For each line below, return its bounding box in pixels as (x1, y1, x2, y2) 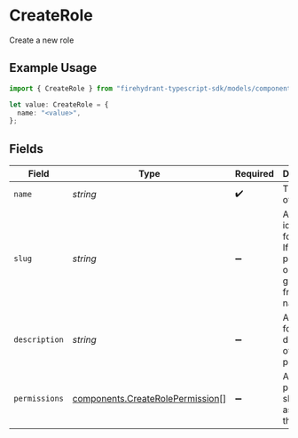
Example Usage (9, 60, 98, 76)
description (13, 335, 65, 345)
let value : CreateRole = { (9, 100, 109, 109)
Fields (9, 141, 44, 156)
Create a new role (9, 35, 74, 45)
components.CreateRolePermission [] (72, 393, 227, 405)
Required (234, 168, 275, 180)
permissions (13, 394, 65, 404)
